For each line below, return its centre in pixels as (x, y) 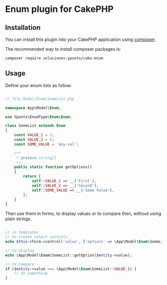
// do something (31, 274)
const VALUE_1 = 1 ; (34, 135)
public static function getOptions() (53, 167)
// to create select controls (37, 237)
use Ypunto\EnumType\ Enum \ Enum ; (39, 117)
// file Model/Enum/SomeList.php (40, 99)
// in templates (22, 232)
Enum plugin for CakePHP (59, 9)
